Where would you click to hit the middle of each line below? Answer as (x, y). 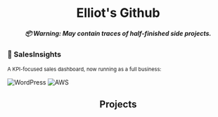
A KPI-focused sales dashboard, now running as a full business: (84, 69)
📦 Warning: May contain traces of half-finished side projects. (118, 33)
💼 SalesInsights (34, 54)
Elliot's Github (118, 13)
